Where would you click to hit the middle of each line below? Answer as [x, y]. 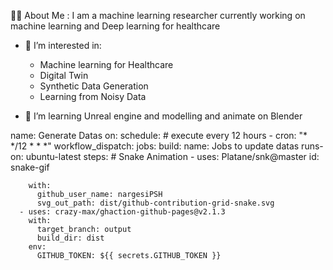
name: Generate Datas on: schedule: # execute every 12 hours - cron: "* [159, 135]
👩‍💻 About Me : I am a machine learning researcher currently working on [158, 15]
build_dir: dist [70, 238]
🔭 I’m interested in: [63, 45]
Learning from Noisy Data [93, 96]
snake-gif [30, 167]
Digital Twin [64, 75]
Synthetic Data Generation [94, 86]
